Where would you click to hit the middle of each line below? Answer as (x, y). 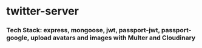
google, (18, 38)
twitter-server (42, 11)
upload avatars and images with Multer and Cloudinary (113, 38)
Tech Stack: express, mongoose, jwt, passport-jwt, (83, 30)
